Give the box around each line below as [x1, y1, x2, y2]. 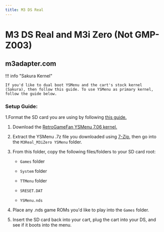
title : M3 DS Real [5, 7, 44, 13]
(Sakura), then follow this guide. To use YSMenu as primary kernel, [5, 87, 154, 92]
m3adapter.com [5, 60, 57, 68]
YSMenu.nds [20, 198, 43, 203]
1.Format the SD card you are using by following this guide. [5, 114, 127, 120]
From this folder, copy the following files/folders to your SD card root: [12, 148, 156, 154]
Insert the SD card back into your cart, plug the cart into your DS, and [12, 216, 156, 222]
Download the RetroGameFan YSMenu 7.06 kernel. [12, 124, 117, 130]
